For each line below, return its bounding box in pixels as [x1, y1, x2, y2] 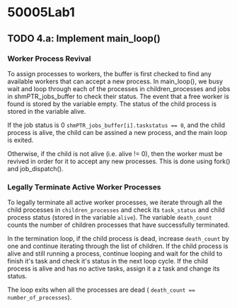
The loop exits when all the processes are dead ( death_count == [7, 285, 196, 294]
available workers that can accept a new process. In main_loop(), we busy [7, 77, 224, 85]
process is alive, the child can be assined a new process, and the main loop [7, 128, 228, 136]
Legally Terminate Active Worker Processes [7, 182, 161, 191]
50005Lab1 [7, 4, 76, 20]
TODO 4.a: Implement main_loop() [7, 32, 161, 45]
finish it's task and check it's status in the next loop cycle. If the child [7, 257, 209, 266]
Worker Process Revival [7, 54, 91, 64]
